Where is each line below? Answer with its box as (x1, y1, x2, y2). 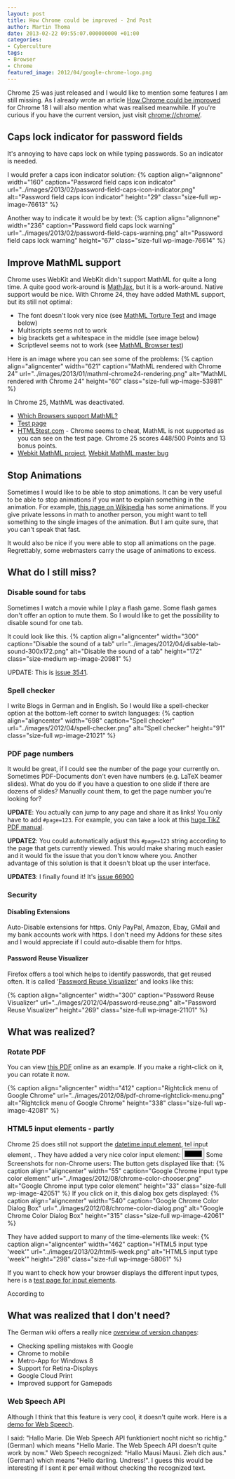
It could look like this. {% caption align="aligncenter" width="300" (7, 632, 199, 641)
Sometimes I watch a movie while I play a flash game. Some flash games (7, 603, 217, 612)
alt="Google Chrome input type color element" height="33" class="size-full (7, 1182, 227, 1190)
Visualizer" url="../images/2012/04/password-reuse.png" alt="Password (7, 998, 217, 1007)
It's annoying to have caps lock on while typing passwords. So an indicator (7, 149, 224, 158)
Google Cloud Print (17, 1372, 73, 1380)
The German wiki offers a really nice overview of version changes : (7, 1328, 199, 1337)
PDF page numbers (7, 749, 74, 758)
